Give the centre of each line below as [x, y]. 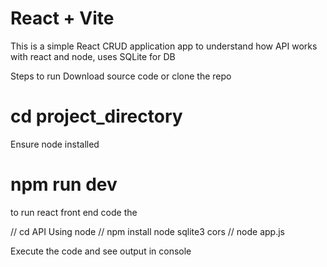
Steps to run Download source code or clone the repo [121, 76]
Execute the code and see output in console [101, 251]
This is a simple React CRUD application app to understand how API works [164, 46]
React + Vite [62, 18]
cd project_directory [96, 116]
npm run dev [64, 184]
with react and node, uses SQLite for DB [93, 56]
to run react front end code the [74, 212]
